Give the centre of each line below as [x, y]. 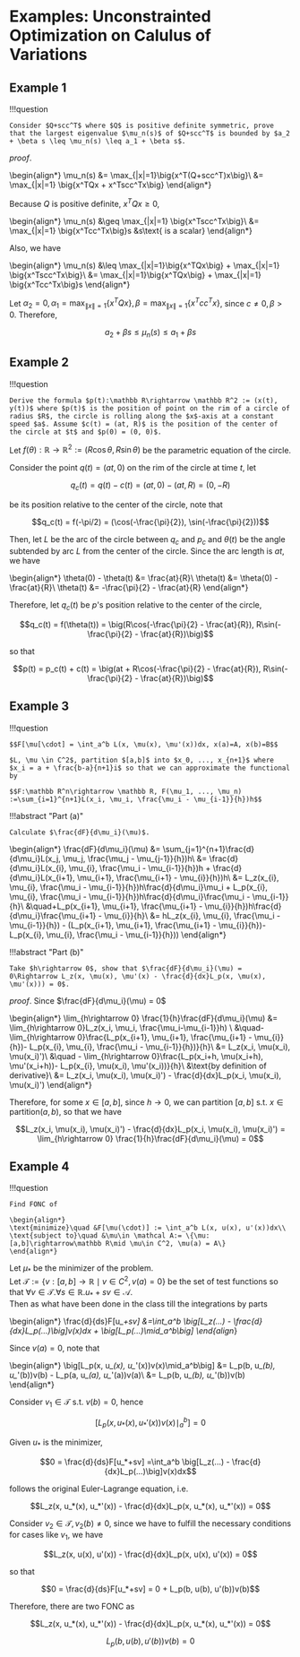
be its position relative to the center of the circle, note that [116, 505]
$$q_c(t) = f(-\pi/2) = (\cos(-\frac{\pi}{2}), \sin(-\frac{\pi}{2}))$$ [150, 522]
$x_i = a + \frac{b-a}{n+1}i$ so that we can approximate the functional [150, 768]
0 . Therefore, [34, 315]
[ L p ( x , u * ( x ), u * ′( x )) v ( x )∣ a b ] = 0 [150, 1423]
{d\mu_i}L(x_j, [35, 859]
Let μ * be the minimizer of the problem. [81, 1269]
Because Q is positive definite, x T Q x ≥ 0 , [85, 203]
